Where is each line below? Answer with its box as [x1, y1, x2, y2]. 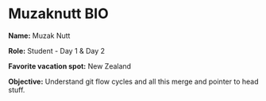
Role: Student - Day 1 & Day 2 [8, 46, 106, 55]
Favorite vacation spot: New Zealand [8, 61, 132, 71]
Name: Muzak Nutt [8, 31, 71, 40]
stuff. [8, 84, 25, 95]
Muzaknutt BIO [8, 5, 109, 23]
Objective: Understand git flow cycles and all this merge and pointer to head [8, 77, 259, 86]
